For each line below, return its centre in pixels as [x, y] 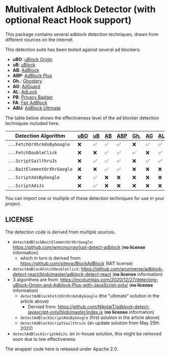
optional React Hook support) [68, 20]
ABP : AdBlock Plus [32, 75]
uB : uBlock [24, 65]
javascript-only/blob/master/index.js [65, 312]
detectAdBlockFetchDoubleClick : [46, 269]
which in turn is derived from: [51, 258]
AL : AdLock [25, 92]
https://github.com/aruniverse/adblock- [122, 269]
